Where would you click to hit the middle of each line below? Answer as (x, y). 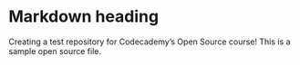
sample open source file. (55, 51)
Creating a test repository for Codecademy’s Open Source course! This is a (150, 42)
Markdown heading (84, 17)
